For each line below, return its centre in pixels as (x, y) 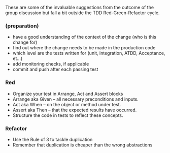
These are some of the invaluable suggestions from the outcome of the (79, 7)
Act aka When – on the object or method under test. (67, 104)
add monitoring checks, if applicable (51, 64)
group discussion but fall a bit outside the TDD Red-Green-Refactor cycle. (82, 13)
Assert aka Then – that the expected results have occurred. (75, 110)
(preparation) (22, 26)
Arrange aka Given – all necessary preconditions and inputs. (75, 99)
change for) (25, 42)
